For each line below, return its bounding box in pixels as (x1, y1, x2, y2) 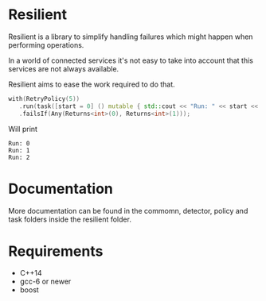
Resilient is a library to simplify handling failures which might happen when (8, 32, 253, 41)
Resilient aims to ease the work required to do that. (8, 79, 175, 89)
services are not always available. (8, 64, 119, 73)
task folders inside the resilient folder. (8, 214, 131, 224)
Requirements (8, 242, 104, 260)
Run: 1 (8, 146, 30, 154)
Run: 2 (8, 153, 30, 161)
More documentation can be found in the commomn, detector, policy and (8, 206, 248, 215)
